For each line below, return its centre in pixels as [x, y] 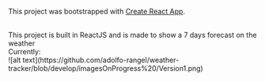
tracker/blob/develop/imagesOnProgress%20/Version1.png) [106, 68]
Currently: [25, 52]
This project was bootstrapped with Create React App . [97, 11]
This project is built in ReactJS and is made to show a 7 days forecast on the [132, 35]
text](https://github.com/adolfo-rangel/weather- [101, 60]
